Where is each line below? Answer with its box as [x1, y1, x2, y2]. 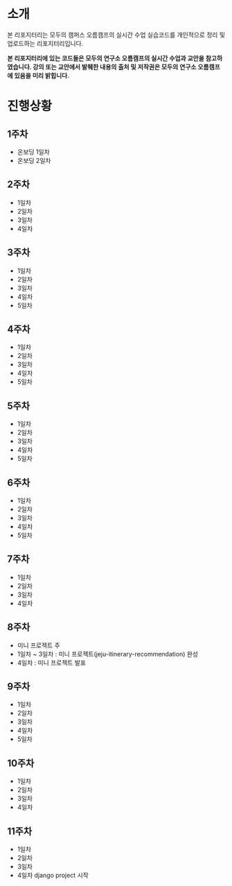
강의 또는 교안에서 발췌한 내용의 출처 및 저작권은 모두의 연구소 [33, 62, 197, 71]
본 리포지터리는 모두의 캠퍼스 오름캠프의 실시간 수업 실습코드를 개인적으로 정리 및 [7, 31, 226, 39]
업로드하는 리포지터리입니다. [7, 39, 84, 47]
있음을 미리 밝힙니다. [14, 71, 70, 80]
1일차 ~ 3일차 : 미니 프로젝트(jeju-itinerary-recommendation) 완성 [17, 649, 199, 658]
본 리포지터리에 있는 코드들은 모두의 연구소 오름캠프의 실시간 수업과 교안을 [7, 53, 204, 62]
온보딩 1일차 [17, 147, 50, 156]
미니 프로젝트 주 [17, 641, 60, 649]
